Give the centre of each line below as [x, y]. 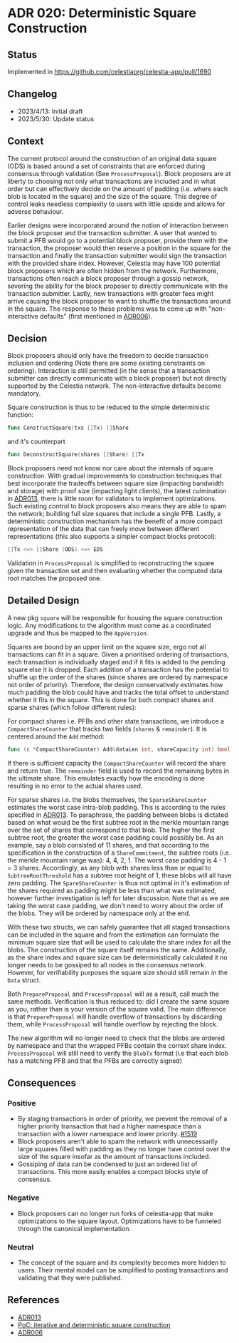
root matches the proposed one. [54, 578]
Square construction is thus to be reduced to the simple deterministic [109, 407]
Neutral [21, 1247]
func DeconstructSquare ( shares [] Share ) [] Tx [76, 455]
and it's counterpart [36, 442]
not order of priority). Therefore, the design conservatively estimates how [115, 684]
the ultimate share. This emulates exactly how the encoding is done [106, 778]
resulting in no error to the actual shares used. [75, 786]
